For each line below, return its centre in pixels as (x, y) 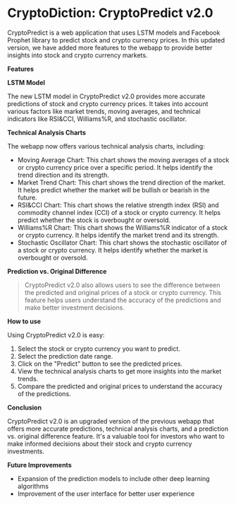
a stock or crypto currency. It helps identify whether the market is (113, 250)
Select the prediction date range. (65, 356)
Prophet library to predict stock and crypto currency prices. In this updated (116, 40)
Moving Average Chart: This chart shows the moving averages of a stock (123, 160)
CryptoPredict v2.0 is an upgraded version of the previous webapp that (111, 421)
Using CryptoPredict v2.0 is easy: (56, 335)
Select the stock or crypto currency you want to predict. (99, 349)
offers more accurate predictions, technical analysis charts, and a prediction (118, 429)
